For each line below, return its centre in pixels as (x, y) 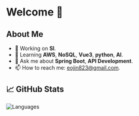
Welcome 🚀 (35, 12)
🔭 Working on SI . (35, 48)
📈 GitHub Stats (35, 90)
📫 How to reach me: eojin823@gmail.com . (67, 68)
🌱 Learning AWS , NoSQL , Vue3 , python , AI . (69, 55)
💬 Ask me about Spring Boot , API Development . (74, 61)
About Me (25, 34)
